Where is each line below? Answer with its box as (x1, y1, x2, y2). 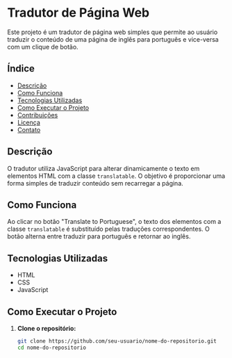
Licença (17, 118, 40, 127)
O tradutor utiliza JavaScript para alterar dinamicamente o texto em (7, 164, 200, 172)
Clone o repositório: (17, 325, 76, 332)
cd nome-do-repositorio (17, 344, 87, 351)
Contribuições (17, 111, 58, 119)
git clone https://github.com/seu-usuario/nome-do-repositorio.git (17, 338, 217, 345)
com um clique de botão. (7, 42, 78, 51)
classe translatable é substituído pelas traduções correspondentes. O (7, 225, 210, 234)
